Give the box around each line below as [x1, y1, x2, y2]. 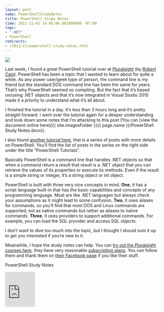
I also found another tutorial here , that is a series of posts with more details [5, 137, 156, 143]
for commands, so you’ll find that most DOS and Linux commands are [5, 202, 145, 208]
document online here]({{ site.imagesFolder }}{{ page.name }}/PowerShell [5, 122, 154, 128]
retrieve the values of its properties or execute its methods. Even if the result [5, 167, 159, 173]
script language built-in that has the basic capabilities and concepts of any [5, 187, 155, 193]
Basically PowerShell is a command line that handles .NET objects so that [5, 157, 152, 163]
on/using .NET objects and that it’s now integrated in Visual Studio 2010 [5, 92, 149, 98]
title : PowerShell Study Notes [5, 16, 69, 21]
